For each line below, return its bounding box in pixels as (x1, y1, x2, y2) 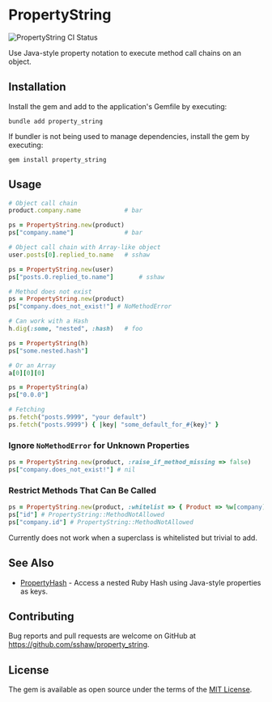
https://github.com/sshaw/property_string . (8, 640, 150, 649)
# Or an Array (8, 362, 57, 370)
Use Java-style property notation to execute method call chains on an (8, 48, 241, 57)
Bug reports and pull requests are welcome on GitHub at (8, 631, 197, 641)
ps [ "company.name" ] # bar (8, 229, 143, 237)
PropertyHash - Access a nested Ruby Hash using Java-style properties (19, 577, 261, 587)
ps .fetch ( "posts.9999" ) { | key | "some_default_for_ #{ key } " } (8, 421, 219, 429)
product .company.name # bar (8, 206, 143, 215)
